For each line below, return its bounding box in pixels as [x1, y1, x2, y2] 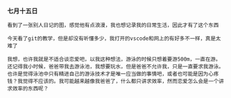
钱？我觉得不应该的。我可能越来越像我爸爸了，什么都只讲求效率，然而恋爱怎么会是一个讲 [7, 78, 224, 85]
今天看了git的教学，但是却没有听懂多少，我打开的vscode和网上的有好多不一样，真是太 [7, 35, 221, 42]
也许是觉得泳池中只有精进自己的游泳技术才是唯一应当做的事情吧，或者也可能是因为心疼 [7, 70, 219, 77]
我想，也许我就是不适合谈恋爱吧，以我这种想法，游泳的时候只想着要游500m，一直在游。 [7, 56, 221, 63]
